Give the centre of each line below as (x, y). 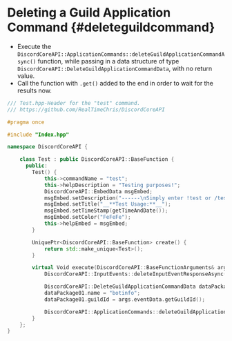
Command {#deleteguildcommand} (111, 27)
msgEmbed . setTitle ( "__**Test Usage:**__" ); (107, 204)
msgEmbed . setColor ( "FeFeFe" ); (87, 217)
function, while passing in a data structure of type (108, 61)
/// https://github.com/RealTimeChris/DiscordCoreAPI (86, 109)
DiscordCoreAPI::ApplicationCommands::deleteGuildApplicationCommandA (121, 54)
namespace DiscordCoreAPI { (48, 147)
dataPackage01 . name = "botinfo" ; (92, 293)
